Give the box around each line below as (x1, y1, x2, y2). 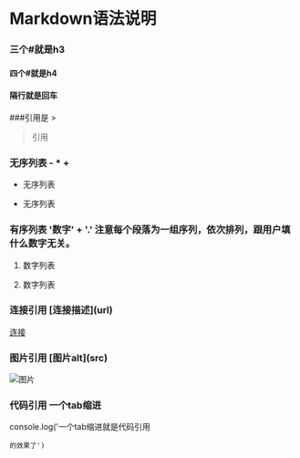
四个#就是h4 (9, 68, 57, 78)
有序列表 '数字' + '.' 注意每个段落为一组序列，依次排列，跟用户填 (9, 224, 291, 236)
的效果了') (9, 442, 46, 451)
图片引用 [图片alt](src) (9, 351, 108, 364)
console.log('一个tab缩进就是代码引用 (9, 422, 150, 432)
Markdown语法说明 (9, 8, 157, 29)
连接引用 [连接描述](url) (9, 304, 113, 317)
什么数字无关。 (9, 237, 76, 250)
